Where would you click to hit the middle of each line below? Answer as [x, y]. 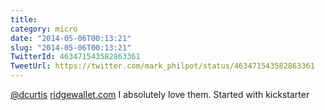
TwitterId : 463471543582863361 [75, 57]
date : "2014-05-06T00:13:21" [71, 38]
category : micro [44, 29]
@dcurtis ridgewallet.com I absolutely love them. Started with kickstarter [160, 94]
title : [24, 19]
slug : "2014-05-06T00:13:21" [71, 47]
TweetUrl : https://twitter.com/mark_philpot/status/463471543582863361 [162, 66]
